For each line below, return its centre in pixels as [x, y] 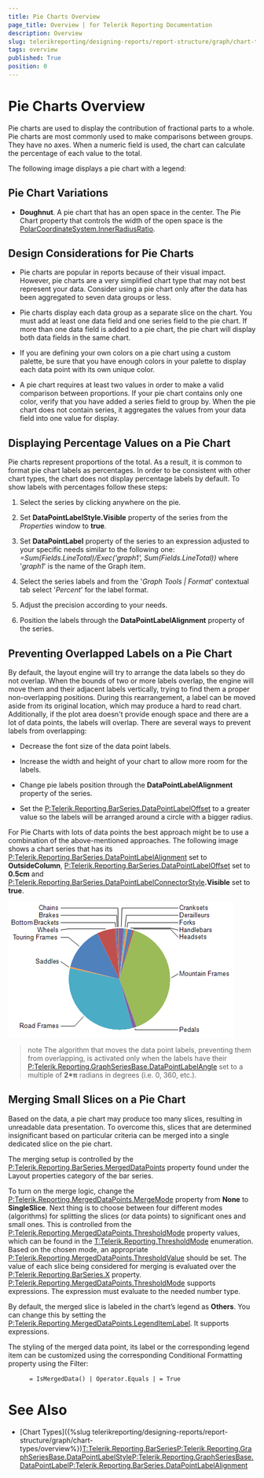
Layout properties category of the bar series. [81, 1175]
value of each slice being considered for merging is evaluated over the [123, 1266]
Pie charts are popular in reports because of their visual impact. [123, 272]
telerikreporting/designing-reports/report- [160, 1432]
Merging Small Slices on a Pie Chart [97, 1100]
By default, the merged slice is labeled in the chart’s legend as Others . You [129, 1307]
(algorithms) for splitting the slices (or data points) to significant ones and [127, 1216]
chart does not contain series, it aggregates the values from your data [132, 410]
